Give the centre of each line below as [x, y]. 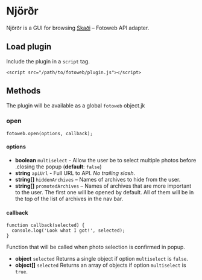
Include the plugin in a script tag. [48, 61]
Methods [24, 91]
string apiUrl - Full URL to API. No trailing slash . [75, 173]
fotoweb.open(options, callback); [50, 133]
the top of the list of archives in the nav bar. [69, 199]
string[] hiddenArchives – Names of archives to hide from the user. [98, 180]
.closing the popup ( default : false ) [58, 167]
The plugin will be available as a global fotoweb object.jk [76, 105]
